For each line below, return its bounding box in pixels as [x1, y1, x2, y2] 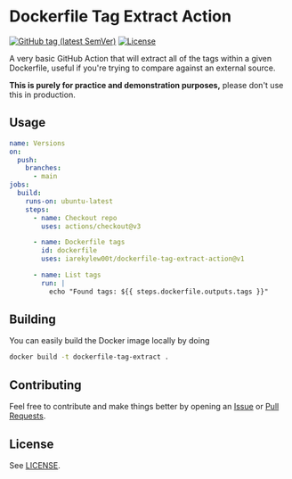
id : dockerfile [41, 246, 98, 255]
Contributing [9, 377, 82, 392]
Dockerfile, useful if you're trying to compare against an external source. [9, 62, 276, 73]
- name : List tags [32, 270, 101, 279]
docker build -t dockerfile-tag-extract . [9, 352, 169, 362]
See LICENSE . [9, 459, 61, 470]
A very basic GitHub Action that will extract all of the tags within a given [9, 53, 272, 63]
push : [17, 155, 38, 164]
